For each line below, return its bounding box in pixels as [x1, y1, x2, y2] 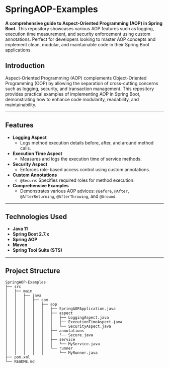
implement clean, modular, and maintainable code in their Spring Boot [5, 41, 150, 47]
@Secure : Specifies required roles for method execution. [20, 177, 135, 183]
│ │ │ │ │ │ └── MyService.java [5, 341, 100, 347]
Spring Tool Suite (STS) [12, 247, 63, 253]
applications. [5, 47, 32, 53]
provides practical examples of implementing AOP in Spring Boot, [5, 91, 141, 97]
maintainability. [5, 102, 37, 108]
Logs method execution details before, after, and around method [20, 139, 154, 145]
